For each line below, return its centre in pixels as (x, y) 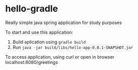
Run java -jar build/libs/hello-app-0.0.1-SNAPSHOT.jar (73, 47)
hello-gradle (32, 9)
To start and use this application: (39, 32)
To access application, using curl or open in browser (60, 57)
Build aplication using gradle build (49, 42)
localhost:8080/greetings (32, 62)
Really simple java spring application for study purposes (64, 22)
